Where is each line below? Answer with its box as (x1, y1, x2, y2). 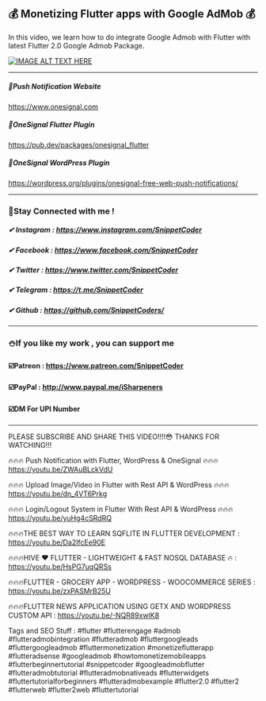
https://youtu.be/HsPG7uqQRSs (8, 562, 112, 572)
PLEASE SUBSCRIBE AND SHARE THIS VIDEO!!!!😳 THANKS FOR (8, 432, 220, 441)
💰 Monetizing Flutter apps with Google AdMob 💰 (8, 7, 256, 21)
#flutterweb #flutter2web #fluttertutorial (8, 685, 139, 695)
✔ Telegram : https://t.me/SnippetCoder (8, 285, 144, 295)
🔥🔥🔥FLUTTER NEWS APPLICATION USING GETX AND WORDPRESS (8, 602, 231, 611)
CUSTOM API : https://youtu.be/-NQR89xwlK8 (8, 610, 160, 620)
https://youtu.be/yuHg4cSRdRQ (8, 514, 112, 523)
